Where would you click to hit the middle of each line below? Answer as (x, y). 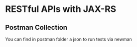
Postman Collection (36, 27)
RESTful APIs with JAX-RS (61, 9)
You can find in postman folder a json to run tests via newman (68, 39)
